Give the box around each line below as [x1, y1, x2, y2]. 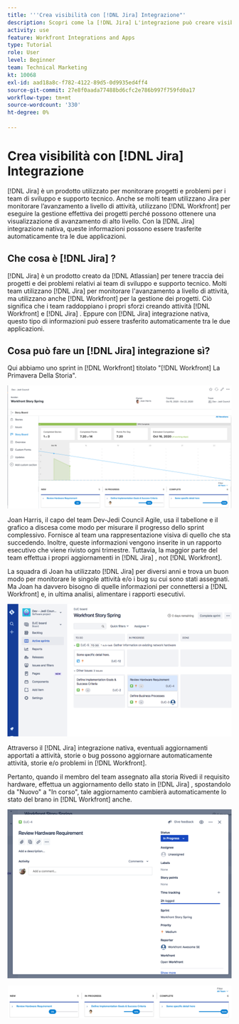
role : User [7, 49, 40, 56]
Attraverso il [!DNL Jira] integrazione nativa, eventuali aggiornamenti [7, 743, 208, 752]
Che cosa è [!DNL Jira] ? [7, 252, 116, 265]
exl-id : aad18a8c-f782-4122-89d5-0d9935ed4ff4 [7, 79, 148, 86]
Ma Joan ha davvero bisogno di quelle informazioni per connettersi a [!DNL [7, 582, 228, 591]
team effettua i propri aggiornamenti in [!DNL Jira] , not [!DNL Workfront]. [7, 553, 223, 562]
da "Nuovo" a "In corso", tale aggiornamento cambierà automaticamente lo [7, 787, 227, 796]
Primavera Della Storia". [7, 371, 77, 380]
